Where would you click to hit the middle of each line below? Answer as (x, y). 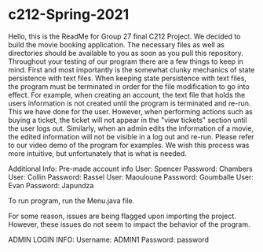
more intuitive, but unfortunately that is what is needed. (97, 153)
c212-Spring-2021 (69, 15)
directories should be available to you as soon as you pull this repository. (126, 53)
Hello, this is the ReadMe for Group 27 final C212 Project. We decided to (124, 36)
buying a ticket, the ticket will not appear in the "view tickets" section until (128, 120)
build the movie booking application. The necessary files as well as (117, 44)
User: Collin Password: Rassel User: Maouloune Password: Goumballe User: (131, 177)
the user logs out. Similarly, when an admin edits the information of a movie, (131, 128)
